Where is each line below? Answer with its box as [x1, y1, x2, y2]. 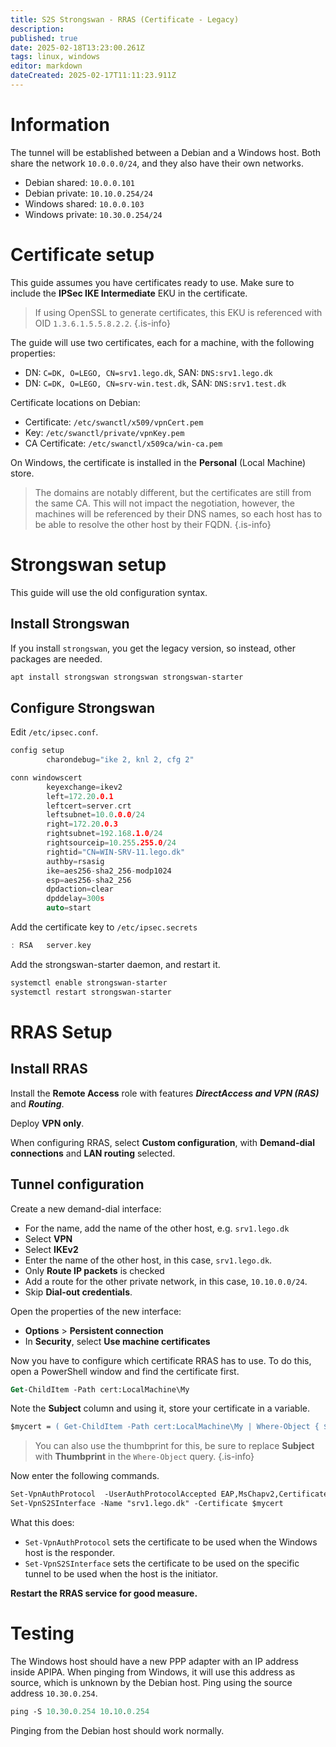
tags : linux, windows [10, 52, 101, 62]
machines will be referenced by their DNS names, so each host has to [34, 507, 323, 520]
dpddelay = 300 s [46, 894, 105, 904]
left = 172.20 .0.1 [46, 791, 114, 801]
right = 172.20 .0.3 [46, 819, 118, 830]
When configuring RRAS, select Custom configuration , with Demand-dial [10, 1136, 316, 1148]
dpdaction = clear [46, 884, 114, 895]
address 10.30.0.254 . [10, 1687, 98, 1699]
